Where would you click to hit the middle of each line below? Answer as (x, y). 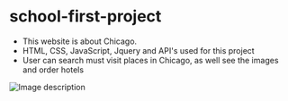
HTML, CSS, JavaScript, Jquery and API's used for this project (138, 50)
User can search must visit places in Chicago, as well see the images (150, 60)
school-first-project (85, 17)
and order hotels (53, 70)
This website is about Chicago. (80, 41)
